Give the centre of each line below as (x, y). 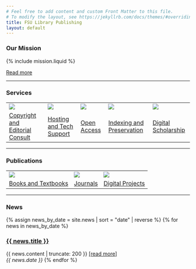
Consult (20, 137)
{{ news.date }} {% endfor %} (42, 260)
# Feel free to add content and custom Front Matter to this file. (90, 11)
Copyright (23, 115)
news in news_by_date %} (37, 226)
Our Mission (24, 49)
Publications (24, 161)
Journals (86, 183)
